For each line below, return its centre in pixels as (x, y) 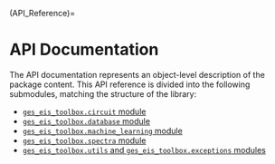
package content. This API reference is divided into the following (130, 84)
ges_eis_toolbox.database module (86, 121)
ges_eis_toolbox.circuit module (84, 111)
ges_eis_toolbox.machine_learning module (102, 130)
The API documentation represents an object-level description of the (137, 74)
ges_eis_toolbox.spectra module (84, 140)
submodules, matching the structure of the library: (103, 93)
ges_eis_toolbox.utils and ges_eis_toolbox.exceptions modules (144, 150)
